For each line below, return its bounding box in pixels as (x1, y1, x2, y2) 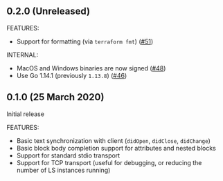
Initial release (6, 110, 44, 118)
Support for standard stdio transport (16, 151, 121, 160)
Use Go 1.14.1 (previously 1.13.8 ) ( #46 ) (16, 71, 127, 79)
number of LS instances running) (16, 166, 111, 174)
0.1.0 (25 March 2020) (6, 91, 105, 103)
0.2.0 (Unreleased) (6, 6, 91, 17)
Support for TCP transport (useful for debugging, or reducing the (16, 158, 202, 166)
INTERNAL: (6, 50, 39, 59)
